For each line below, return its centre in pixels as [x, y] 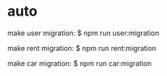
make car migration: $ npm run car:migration [80, 63]
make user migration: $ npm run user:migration [83, 33]
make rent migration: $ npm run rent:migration [82, 48]
